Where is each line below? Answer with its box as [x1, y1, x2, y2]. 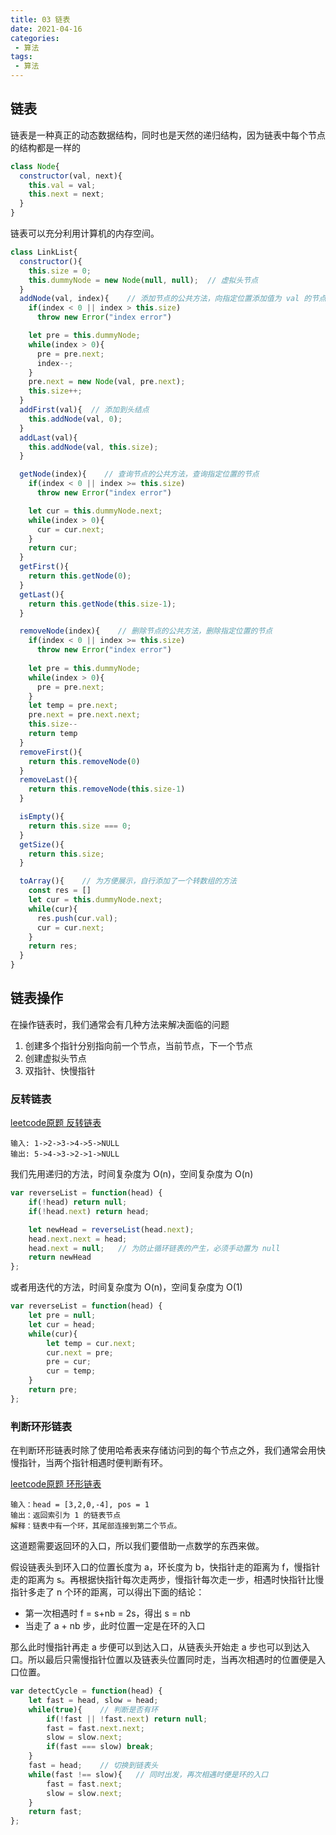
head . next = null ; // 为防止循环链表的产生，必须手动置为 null [28, 1243, 281, 1253]
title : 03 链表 [10, 14, 71, 25]
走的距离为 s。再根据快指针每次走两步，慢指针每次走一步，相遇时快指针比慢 [10, 1574, 325, 1586]
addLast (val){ [19, 432, 78, 443]
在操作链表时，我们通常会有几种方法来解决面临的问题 [10, 1018, 230, 1030]
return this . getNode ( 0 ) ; [28, 571, 132, 581]
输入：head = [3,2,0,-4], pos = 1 [10, 1500, 150, 1510]
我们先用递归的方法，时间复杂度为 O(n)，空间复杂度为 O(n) [10, 1168, 254, 1180]
